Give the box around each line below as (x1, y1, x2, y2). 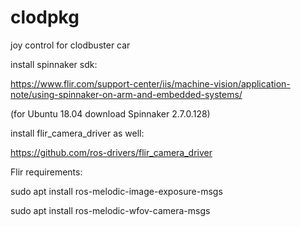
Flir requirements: (10, 166, 83, 178)
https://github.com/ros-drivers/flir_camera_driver (10, 146, 213, 158)
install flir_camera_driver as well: (10, 127, 145, 139)
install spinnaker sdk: (10, 58, 98, 70)
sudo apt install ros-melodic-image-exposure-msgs (10, 185, 223, 197)
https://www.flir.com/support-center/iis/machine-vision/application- (10, 77, 291, 90)
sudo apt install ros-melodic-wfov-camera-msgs (10, 204, 211, 216)
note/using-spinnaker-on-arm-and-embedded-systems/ (10, 88, 243, 100)
